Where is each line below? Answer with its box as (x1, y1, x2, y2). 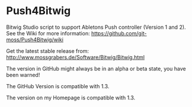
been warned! (6, 71, 40, 78)
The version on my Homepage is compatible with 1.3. (6, 94, 136, 101)
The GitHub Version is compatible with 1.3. (6, 82, 110, 89)
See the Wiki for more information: (6, 29, 90, 36)
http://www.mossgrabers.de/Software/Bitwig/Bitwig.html (6, 53, 145, 61)
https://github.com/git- (91, 29, 147, 36)
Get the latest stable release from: (6, 47, 89, 54)
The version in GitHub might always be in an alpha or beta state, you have (6, 65, 187, 72)
